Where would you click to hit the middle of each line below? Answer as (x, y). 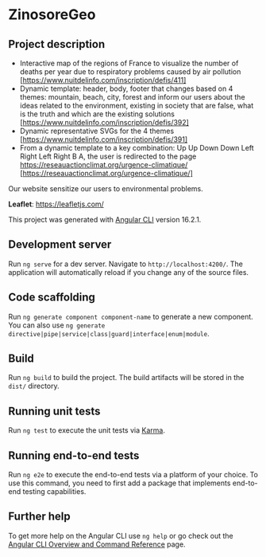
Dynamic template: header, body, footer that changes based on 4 (126, 88)
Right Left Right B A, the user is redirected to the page (108, 156)
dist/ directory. (34, 386)
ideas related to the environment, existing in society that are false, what (137, 106)
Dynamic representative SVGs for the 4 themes (97, 131)
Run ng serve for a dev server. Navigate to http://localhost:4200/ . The (126, 264)
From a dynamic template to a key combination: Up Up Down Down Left (137, 148)
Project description (57, 44)
